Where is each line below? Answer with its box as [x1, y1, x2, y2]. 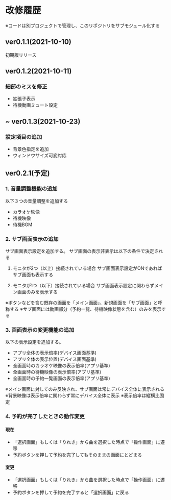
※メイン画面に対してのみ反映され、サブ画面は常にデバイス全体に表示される [5, 386, 165, 392]
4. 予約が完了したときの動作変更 [5, 413, 85, 420]
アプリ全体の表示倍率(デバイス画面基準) [12, 350, 97, 356]
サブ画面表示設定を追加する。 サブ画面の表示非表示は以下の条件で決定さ [5, 248, 159, 254]
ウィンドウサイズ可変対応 [12, 153, 67, 159]
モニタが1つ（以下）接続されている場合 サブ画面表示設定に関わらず [12, 283, 155, 289]
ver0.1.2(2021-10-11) [5, 67, 72, 76]
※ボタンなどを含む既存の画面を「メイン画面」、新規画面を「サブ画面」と [5, 299, 158, 306]
